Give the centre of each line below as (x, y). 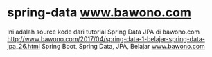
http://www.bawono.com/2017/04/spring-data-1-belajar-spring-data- (106, 38)
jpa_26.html (24, 46)
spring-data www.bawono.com (99, 13)
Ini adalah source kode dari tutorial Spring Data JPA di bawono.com (104, 32)
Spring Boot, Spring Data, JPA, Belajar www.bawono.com (123, 46)
